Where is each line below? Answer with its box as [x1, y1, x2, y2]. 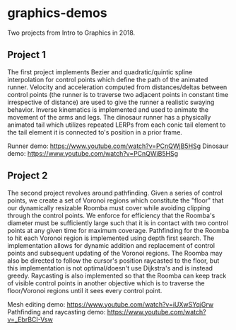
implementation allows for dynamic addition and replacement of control [7, 241, 216, 249]
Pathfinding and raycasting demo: [7, 307, 106, 316]
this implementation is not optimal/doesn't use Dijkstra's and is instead [7, 263, 213, 272]
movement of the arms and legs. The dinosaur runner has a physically [7, 113, 211, 121]
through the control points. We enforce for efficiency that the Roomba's [7, 211, 216, 220]
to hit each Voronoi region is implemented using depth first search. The [7, 234, 215, 242]
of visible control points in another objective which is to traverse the [7, 278, 205, 288]
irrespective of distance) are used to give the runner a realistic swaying [7, 98, 215, 106]
